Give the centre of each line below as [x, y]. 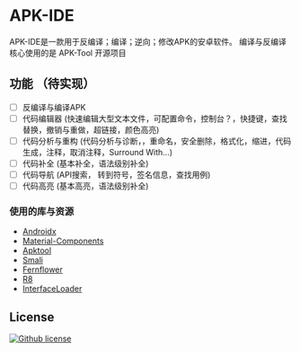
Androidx [39, 232]
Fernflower [42, 269]
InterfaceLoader [52, 289]
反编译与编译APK [54, 107]
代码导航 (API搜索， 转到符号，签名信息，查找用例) [116, 175]
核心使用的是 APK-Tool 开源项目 [68, 53]
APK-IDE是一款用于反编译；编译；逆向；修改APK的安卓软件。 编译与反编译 [148, 41]
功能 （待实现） [52, 84]
